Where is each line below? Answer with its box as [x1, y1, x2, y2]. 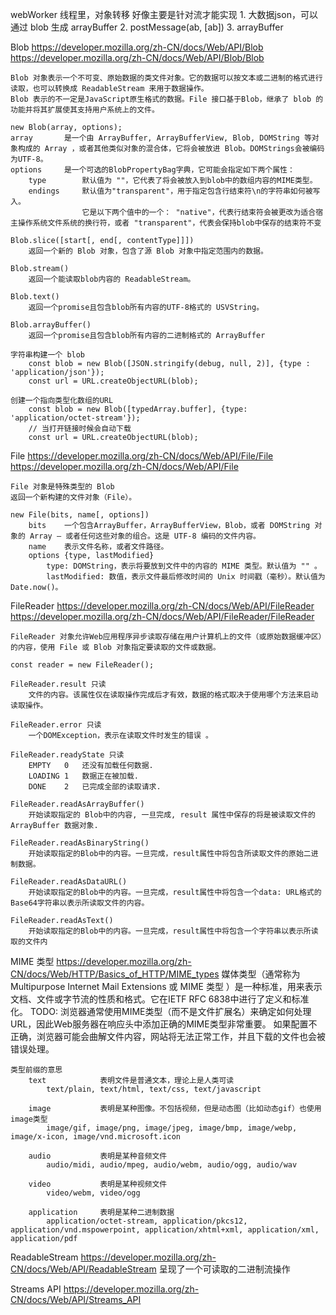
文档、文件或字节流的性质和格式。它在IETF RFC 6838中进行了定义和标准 [10, 993, 310, 1005]
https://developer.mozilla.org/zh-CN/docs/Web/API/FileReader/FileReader [10, 611, 315, 622]
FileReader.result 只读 [10, 679, 107, 689]
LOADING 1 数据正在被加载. [28, 771, 139, 781]
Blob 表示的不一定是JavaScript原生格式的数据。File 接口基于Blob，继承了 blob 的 [10, 94, 324, 104]
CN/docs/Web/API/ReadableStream [10, 1263, 157, 1275]
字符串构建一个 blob [10, 350, 86, 360]
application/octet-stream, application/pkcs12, [46, 1216, 248, 1226]
